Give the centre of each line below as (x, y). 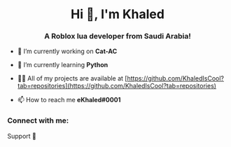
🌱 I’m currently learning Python (63, 65)
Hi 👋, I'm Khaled (118, 14)
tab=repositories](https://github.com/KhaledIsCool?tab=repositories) (117, 86)
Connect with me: (38, 120)
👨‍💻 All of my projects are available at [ (72, 78)
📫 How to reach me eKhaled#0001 (69, 100)
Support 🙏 (22, 136)
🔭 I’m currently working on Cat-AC (67, 51)
